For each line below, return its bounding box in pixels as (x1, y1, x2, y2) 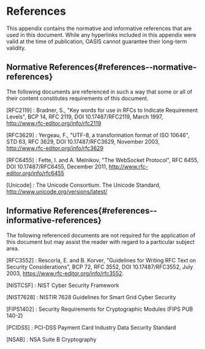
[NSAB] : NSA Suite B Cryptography (6, 335, 97, 343)
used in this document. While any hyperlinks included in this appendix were (6, 31, 197, 38)
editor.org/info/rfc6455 (6, 169, 64, 176)
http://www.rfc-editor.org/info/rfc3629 (6, 144, 104, 152)
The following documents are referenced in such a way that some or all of (6, 88, 193, 95)
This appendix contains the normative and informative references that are (6, 25, 192, 32)
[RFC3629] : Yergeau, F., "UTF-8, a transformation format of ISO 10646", (6, 131, 190, 139)
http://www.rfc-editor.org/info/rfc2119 (6, 119, 102, 127)
